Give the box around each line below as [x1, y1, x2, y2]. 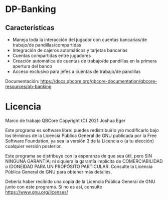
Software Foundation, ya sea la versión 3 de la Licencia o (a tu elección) [5, 137, 154, 143]
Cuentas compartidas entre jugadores [12, 52, 91, 58]
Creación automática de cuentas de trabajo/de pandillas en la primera [12, 58, 157, 63]
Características [5, 23, 55, 32]
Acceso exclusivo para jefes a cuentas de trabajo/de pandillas [12, 68, 141, 74]
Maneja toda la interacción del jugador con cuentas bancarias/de [12, 36, 147, 42]
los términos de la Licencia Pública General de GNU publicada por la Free [5, 132, 157, 138]
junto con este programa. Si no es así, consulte [5, 183, 102, 189]
